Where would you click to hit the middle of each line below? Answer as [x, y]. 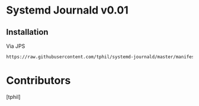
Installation [27, 32]
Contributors [38, 81]
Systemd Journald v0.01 [67, 10]
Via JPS [16, 46]
